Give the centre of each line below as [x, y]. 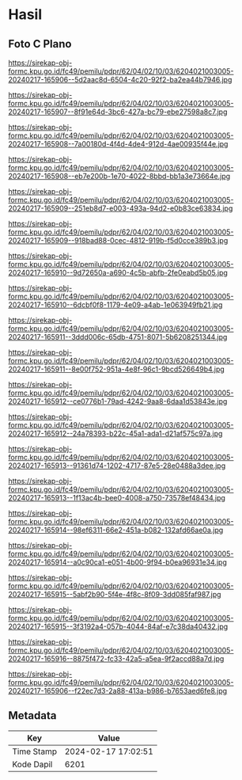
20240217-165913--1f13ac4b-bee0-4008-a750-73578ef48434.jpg [117, 498]
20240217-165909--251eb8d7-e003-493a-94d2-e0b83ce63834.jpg [121, 208]
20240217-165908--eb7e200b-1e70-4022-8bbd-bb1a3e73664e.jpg [119, 176]
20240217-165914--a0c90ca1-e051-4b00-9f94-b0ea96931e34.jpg [118, 562]
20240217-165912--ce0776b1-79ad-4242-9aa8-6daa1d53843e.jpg [118, 401]
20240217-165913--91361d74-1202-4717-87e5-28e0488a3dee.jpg [117, 466]
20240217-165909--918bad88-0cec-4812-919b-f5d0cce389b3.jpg [118, 240]
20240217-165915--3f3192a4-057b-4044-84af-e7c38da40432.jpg [118, 626]
